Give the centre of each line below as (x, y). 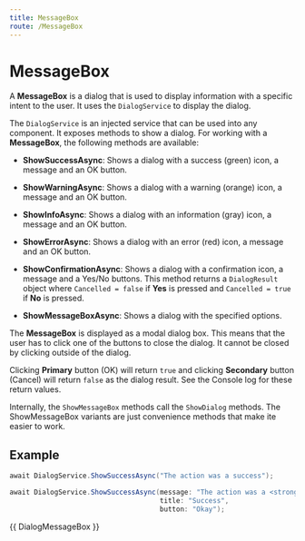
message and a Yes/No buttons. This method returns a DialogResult (150, 279)
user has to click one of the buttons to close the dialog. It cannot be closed (149, 343)
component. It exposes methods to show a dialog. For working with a (138, 133)
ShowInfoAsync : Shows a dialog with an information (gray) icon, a (147, 215)
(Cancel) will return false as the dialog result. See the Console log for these (151, 380)
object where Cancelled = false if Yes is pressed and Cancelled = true (157, 289)
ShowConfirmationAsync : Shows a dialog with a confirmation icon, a (153, 270)
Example (34, 455)
